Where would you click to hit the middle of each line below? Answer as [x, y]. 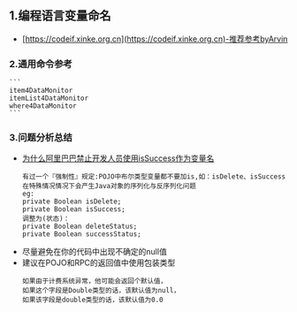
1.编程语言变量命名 [61, 16]
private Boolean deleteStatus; [80, 227]
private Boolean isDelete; [72, 202]
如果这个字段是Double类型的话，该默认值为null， [101, 291]
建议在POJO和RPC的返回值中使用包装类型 [99, 263]
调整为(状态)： [46, 219]
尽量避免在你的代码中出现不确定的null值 [95, 252]
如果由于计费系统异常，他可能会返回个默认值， [95, 281]
